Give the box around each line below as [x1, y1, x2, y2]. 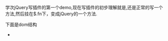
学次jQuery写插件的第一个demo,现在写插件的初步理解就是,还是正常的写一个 [5, 5, 163, 10]
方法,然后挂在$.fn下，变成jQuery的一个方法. [5, 11, 98, 17]
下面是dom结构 [5, 22, 37, 27]
